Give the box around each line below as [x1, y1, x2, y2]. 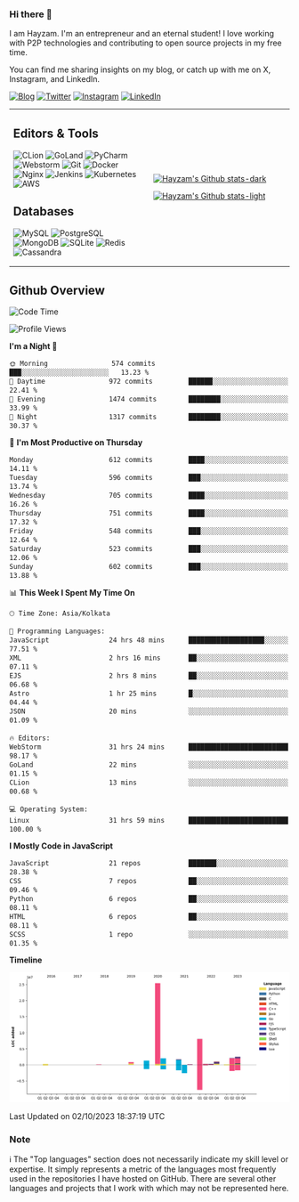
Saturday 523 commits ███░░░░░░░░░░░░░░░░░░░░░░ [9, 544, 289, 553]
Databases [12, 204, 75, 219]
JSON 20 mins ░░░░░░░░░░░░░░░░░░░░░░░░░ [9, 707, 289, 716]
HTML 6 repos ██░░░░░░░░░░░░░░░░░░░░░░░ [9, 912, 289, 921]
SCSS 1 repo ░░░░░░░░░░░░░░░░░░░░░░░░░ [9, 930, 289, 938]
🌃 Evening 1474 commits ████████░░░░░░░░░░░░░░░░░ [9, 394, 289, 403]
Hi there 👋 [9, 8, 53, 20]
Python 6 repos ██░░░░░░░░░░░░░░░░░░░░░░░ [9, 894, 289, 903]
